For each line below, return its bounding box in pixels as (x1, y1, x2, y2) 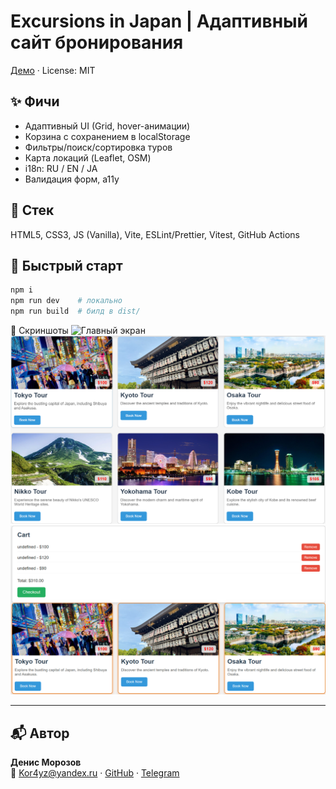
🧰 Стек (10, 202, 55, 219)
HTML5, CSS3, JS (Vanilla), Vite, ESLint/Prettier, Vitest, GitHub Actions (10, 228, 300, 240)
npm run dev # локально (10, 296, 123, 306)
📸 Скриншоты (10, 325, 69, 336)
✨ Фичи (10, 93, 60, 110)
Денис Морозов (10, 756, 82, 769)
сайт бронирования (10, 31, 184, 54)
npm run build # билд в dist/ (10, 306, 141, 317)
